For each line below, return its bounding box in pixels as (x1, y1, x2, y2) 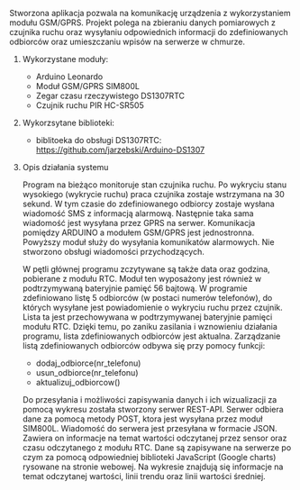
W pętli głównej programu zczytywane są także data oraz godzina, (22, 264, 270, 274)
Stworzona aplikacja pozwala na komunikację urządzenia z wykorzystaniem (9, 8, 291, 18)
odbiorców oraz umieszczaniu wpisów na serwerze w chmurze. (9, 36, 246, 47)
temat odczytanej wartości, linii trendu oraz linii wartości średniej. (22, 471, 266, 481)
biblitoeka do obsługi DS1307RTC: (35, 135, 162, 145)
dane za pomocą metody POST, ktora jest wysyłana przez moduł (22, 413, 263, 424)
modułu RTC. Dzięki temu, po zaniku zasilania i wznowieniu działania (22, 322, 277, 331)
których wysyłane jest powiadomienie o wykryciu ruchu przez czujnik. (22, 302, 284, 313)
